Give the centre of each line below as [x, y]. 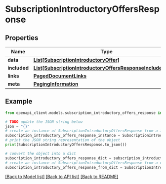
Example [19, 101]
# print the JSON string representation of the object [63, 140]
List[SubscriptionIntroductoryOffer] [77, 60]
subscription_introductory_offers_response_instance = [63, 136]
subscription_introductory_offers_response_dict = [58, 158]
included [18, 68]
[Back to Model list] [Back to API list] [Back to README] [62, 177]
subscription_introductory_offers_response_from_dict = [64, 167]
